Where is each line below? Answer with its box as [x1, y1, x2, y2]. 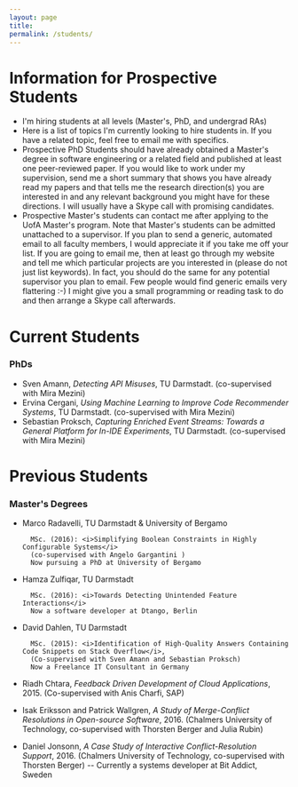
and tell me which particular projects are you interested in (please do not [21, 258, 288, 268]
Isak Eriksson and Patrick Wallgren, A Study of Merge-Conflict [21, 705, 250, 716]
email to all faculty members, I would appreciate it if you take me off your [21, 239, 289, 250]
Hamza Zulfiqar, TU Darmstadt [21, 574, 135, 584]
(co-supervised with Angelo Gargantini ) [30, 551, 186, 560]
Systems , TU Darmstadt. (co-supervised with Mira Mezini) [21, 406, 235, 417]
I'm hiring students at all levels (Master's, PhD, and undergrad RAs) [21, 116, 268, 127]
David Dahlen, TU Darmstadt [21, 623, 127, 633]
